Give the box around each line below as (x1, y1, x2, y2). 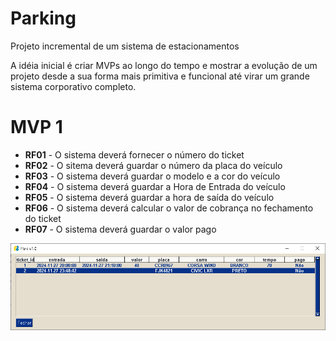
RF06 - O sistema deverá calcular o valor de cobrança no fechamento (24, 202, 314, 214)
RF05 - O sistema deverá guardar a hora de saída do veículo (24, 191, 275, 203)
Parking (10, 7, 77, 30)
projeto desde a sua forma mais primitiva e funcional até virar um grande (10, 70, 310, 82)
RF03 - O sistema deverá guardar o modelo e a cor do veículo (24, 170, 281, 182)
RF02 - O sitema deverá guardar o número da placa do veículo (24, 159, 283, 171)
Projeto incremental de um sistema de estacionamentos (10, 40, 240, 52)
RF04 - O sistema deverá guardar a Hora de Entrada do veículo (24, 180, 286, 192)
